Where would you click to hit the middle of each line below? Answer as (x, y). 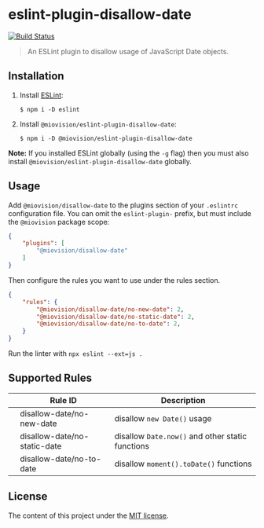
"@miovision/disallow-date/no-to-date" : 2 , (108, 324)
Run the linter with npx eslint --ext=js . (75, 354)
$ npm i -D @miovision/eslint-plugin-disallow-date (106, 138)
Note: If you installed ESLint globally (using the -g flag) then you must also (128, 153)
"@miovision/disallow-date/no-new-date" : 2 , (110, 309)
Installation (36, 76)
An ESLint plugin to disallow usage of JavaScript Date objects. (128, 51)
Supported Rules (50, 378)
